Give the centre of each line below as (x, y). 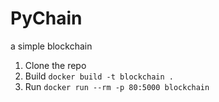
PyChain (46, 18)
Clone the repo (55, 65)
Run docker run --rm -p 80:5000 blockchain (117, 86)
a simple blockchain (51, 46)
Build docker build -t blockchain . (99, 76)
